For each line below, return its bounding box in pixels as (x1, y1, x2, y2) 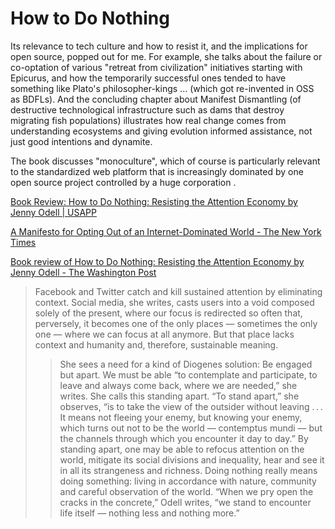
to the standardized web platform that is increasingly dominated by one (10, 165, 304, 177)
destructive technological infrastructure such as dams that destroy (10, 103, 285, 116)
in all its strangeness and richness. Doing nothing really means (59, 464, 318, 476)
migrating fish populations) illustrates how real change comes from (10, 114, 287, 126)
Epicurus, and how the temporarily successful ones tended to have (10, 72, 287, 84)
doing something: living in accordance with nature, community (59, 475, 317, 487)
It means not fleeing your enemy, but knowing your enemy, (59, 411, 303, 423)
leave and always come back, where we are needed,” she (59, 379, 298, 391)
